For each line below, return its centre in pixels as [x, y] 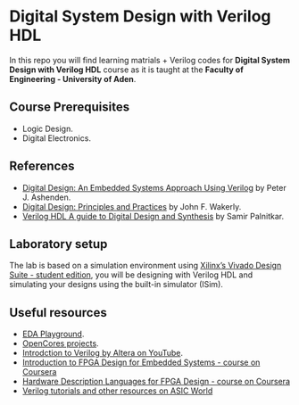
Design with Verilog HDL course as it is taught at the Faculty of [126, 70]
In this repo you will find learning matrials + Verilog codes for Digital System [150, 60]
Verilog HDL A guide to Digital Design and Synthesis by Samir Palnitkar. [153, 216]
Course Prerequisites [70, 107]
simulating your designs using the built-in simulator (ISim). [116, 285]
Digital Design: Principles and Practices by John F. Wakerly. [132, 206]
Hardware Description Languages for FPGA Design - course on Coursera [156, 382]
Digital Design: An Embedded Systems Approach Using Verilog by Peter [154, 187]
